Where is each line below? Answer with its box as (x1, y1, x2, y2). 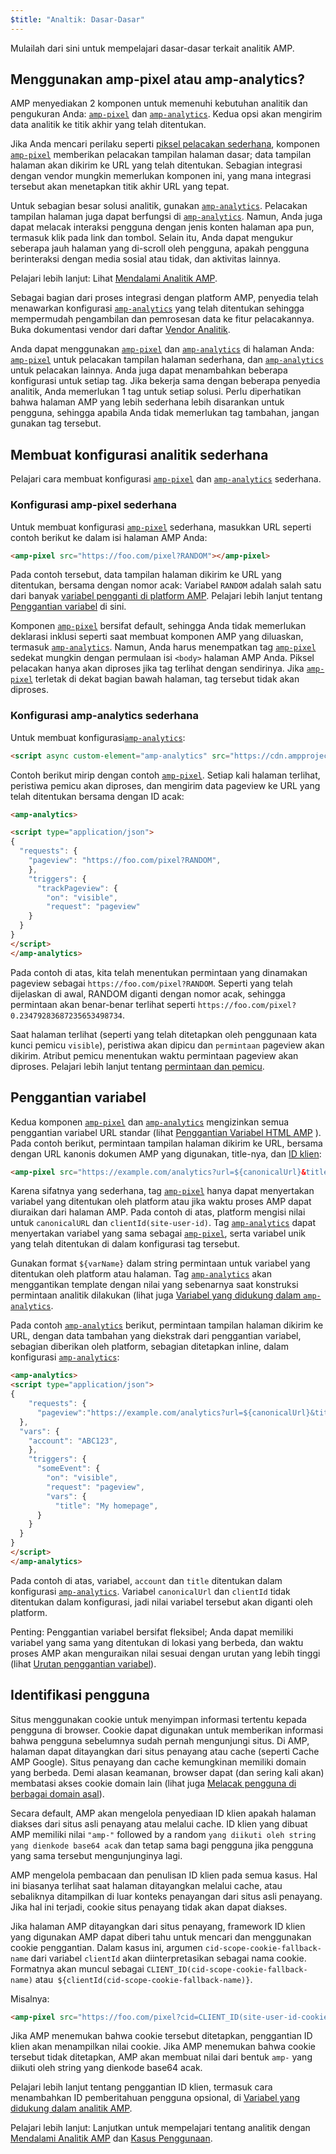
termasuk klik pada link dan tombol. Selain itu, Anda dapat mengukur (10, 232, 294, 244)
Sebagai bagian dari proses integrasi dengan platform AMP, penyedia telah (10, 292, 319, 304)
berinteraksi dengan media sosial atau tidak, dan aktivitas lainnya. (10, 253, 282, 265)
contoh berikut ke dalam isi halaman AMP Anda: (10, 531, 208, 543)
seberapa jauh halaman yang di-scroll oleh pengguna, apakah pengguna (10, 242, 310, 255)
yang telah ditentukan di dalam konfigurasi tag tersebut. (10, 1238, 241, 1250)
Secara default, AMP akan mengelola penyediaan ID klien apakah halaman (10, 1807, 317, 1819)
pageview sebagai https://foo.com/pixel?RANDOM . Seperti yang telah (10, 977, 293, 989)
